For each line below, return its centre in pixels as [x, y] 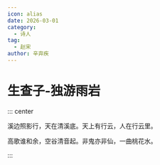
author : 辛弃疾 [28, 54]
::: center [21, 111]
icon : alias [25, 14]
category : [22, 27]
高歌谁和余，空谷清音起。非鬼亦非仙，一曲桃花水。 [82, 141]
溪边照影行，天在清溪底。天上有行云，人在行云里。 [82, 126]
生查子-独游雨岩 [54, 91]
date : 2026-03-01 [33, 21]
